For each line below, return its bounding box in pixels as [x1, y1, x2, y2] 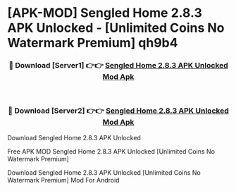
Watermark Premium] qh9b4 [7, 35, 178, 51]
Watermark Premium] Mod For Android [7, 175, 120, 184]
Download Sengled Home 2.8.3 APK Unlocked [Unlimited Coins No [7, 168, 201, 177]
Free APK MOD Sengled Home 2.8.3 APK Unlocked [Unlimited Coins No [7, 147, 215, 156]
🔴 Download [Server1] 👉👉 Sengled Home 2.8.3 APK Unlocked [8, 61, 229, 70]
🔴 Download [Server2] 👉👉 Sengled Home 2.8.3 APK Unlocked [8, 106, 229, 116]
